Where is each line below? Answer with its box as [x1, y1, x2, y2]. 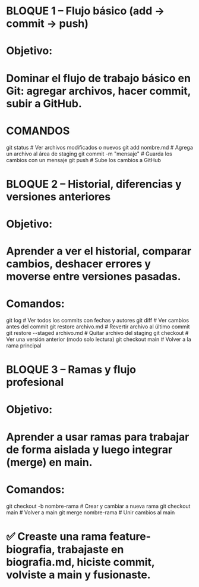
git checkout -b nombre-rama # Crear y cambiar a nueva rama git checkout [6, 502, 191, 510]
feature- [109, 529, 151, 543]
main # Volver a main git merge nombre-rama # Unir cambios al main [6, 508, 175, 516]
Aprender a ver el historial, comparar [6, 244, 192, 258]
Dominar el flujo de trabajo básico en [6, 72, 191, 85]
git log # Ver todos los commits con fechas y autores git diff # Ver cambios [6, 317, 189, 324]
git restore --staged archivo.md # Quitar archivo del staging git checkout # [6, 330, 189, 336]
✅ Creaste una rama [6, 529, 107, 543]
